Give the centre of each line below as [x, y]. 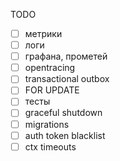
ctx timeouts [50, 146]
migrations [47, 124]
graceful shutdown [63, 113]
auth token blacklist [65, 135]
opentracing [50, 68]
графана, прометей [66, 56]
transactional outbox [67, 79]
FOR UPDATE [52, 90]
